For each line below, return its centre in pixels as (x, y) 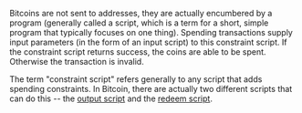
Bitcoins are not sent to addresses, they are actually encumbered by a (141, 13)
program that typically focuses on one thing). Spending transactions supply (151, 32)
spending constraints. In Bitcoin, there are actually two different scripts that (151, 89)
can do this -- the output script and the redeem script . (111, 98)
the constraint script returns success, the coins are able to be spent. (138, 52)
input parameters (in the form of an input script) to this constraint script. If (148, 42)
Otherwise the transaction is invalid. (77, 62)
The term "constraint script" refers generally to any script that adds (136, 79)
